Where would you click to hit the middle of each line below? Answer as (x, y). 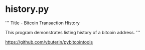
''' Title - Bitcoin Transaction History (43, 23)
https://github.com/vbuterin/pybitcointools (49, 42)
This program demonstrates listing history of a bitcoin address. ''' (73, 32)
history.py (27, 9)
